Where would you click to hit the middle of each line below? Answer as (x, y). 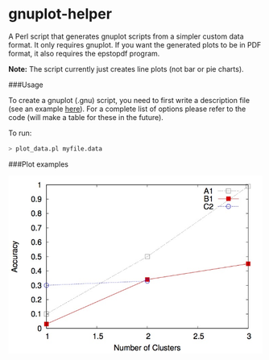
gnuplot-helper (60, 14)
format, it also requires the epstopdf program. (84, 53)
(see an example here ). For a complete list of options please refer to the (127, 109)
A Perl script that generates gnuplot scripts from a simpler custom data (126, 36)
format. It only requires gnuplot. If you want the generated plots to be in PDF (135, 44)
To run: (20, 133)
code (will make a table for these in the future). (86, 117)
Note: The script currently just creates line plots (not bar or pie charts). (126, 68)
